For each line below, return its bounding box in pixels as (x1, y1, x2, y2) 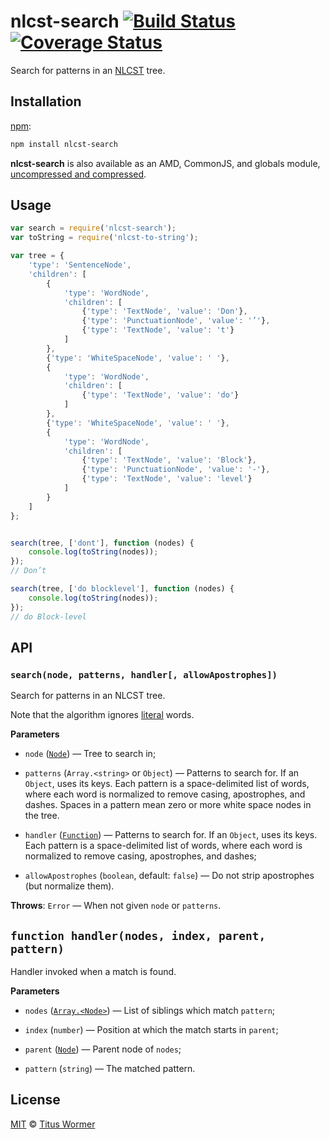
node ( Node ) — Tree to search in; (24, 748, 157, 760)
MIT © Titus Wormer (10, 1118, 96, 1130)
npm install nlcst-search (10, 139, 118, 149)
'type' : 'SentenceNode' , (28, 260, 132, 270)
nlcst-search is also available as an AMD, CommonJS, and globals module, (10, 157, 321, 169)
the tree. (24, 810, 60, 822)
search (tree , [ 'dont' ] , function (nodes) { (10, 538, 195, 548)
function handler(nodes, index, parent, (10, 928, 267, 943)
